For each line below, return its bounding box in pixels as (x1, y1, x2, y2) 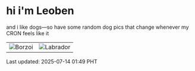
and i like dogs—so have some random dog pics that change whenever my (6, 23, 189, 31)
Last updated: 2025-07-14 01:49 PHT (6, 58, 97, 65)
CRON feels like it (6, 29, 49, 36)
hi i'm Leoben (6, 4, 74, 18)
